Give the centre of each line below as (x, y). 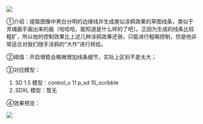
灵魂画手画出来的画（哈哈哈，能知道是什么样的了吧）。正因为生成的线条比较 (100, 29)
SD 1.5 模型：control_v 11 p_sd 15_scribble (67, 83)
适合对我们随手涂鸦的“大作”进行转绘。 (59, 44)
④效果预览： (23, 103)
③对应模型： (23, 70)
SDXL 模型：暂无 (36, 90)
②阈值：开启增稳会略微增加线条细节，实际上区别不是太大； (82, 57)
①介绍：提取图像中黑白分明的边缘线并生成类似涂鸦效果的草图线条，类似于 (100, 21)
